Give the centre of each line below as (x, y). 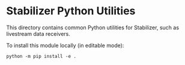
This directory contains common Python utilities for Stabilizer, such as (92, 27)
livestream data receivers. (38, 33)
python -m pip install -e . (41, 56)
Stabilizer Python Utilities (71, 11)
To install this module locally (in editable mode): (65, 45)
